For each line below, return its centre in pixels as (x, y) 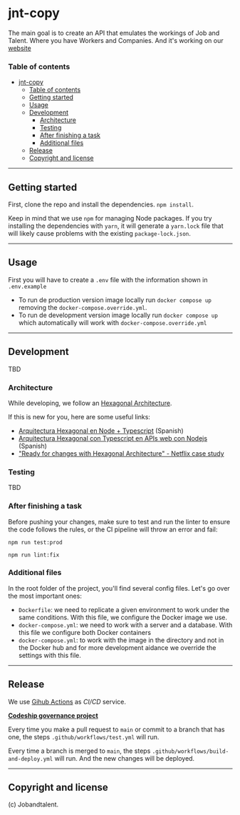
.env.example (27, 286)
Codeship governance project (53, 715)
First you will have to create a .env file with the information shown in (108, 279)
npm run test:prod (35, 542)
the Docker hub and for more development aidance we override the (117, 647)
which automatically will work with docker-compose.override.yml (113, 322)
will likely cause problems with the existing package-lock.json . (100, 234)
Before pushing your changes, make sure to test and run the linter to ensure (119, 521)
